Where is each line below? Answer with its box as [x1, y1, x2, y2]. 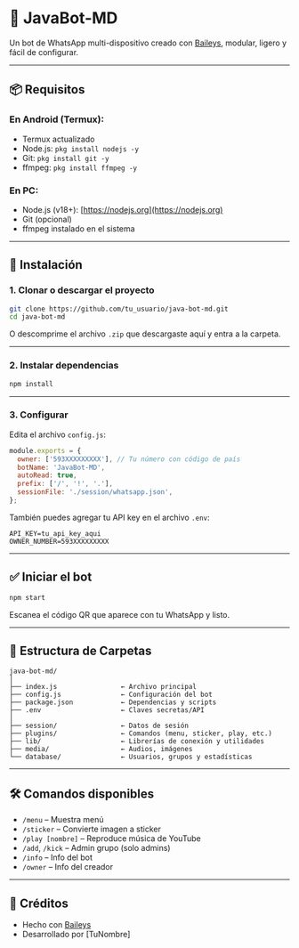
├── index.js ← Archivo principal [9, 683, 198, 692]
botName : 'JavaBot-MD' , [17, 463, 105, 472]
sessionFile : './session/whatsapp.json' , [17, 488, 174, 497]
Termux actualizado [21, 134, 95, 144]
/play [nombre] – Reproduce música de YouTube [21, 833, 202, 844]
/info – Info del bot [21, 852, 93, 863]
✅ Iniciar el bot [9, 570, 93, 585]
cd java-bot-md [9, 312, 66, 321]
